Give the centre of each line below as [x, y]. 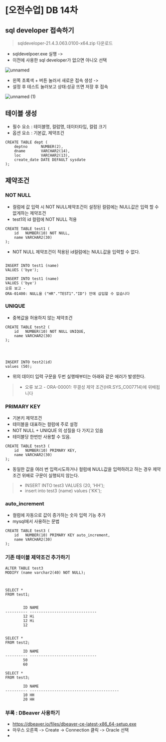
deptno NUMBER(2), [39, 146]
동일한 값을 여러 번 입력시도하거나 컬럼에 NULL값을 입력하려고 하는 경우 [82, 469]
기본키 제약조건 [27, 418]
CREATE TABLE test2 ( [28, 327]
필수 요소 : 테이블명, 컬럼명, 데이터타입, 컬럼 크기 [60, 126]
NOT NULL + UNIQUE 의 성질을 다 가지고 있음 [58, 431]
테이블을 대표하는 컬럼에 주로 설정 [45, 424]
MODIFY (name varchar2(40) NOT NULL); [45, 573]
